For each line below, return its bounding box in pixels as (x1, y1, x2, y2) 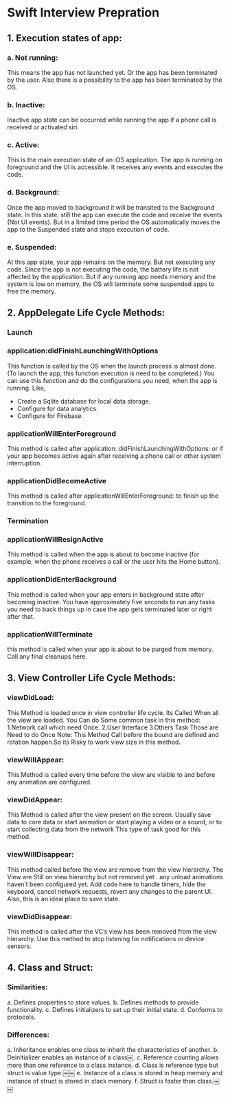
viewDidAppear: (7, 795, 63, 804)
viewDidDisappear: (7, 912, 73, 921)
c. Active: (7, 140, 40, 150)
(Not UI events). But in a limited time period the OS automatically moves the (7, 218, 220, 226)
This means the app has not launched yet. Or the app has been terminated (7, 68, 218, 76)
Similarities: (7, 982, 48, 992)
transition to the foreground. (7, 499, 87, 507)
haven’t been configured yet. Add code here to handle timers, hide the (7, 880, 206, 888)
